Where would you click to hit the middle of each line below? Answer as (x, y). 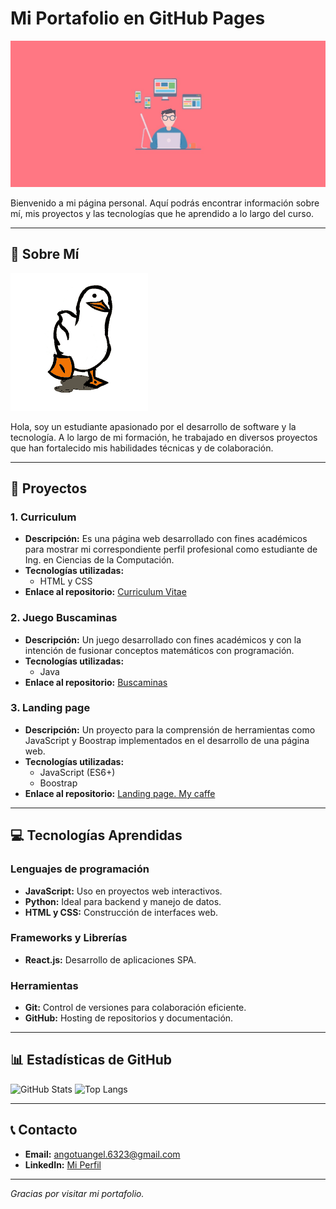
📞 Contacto (44, 1130)
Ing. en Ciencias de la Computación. (99, 560)
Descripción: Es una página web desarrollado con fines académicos (166, 539)
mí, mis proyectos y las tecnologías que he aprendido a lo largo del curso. (162, 213)
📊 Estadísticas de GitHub (91, 1060)
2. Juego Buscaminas (64, 618)
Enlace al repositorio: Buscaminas (96, 682)
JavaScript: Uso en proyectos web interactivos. (123, 891)
